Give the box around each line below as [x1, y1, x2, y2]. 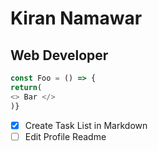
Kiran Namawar [10, 7, 143, 30]
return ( [10, 82, 43, 92]
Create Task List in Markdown [24, 119, 148, 131]
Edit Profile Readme [24, 130, 107, 142]
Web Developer [10, 47, 109, 64]
